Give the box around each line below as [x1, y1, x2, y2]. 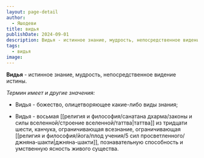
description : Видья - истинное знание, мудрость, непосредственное [6, 37, 181, 43]
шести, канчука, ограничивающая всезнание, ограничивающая [15, 125, 181, 132]
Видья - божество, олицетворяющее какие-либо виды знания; [15, 101, 178, 108]
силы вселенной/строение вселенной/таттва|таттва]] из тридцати [15, 119, 188, 126]
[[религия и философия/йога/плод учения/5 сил [15, 132, 140, 139]
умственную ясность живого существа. [15, 145, 119, 152]
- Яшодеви [12, 20, 36, 26]
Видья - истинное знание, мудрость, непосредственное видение [6, 70, 177, 78]
